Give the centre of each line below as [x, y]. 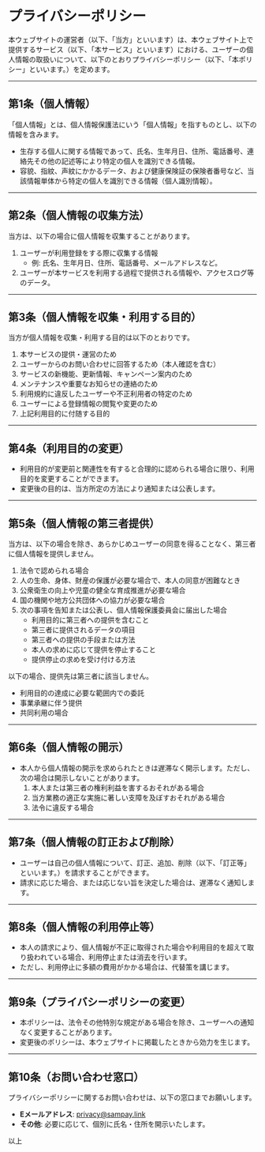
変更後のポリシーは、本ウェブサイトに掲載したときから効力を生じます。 [137, 1042]
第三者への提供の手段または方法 [83, 640]
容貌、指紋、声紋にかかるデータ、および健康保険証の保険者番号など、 [133, 171]
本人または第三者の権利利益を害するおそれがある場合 [118, 788]
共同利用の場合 [44, 713]
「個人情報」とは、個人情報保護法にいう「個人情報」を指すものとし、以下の [132, 124]
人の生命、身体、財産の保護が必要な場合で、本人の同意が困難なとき [130, 580]
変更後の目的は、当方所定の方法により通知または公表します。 [119, 489]
